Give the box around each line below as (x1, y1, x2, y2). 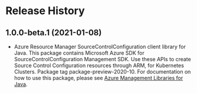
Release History (5, 4, 85, 18)
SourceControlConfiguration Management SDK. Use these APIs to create (14, 56, 191, 62)
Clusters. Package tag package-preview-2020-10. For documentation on (14, 68, 191, 75)
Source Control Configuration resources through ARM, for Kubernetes (14, 62, 184, 69)
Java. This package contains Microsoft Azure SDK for (14, 49, 145, 57)
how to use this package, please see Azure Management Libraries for (14, 75, 183, 81)
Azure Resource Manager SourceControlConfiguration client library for (14, 43, 186, 50)
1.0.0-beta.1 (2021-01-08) (5, 28, 102, 38)
